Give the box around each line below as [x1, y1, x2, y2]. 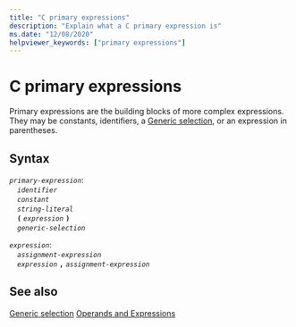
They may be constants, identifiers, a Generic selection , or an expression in [9, 115, 288, 126]
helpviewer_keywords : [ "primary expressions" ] [9, 38, 186, 47]
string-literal [17, 205, 74, 214]
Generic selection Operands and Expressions [9, 307, 176, 318]
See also [9, 284, 58, 299]
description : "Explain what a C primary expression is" [9, 21, 222, 30]
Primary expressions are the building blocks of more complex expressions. [9, 106, 284, 117]
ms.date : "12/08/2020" [9, 29, 94, 38]
